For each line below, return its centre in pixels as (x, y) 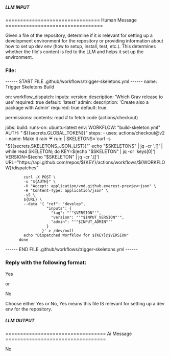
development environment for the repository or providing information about (84, 40)
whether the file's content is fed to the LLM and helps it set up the (75, 52)
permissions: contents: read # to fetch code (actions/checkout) (72, 118)
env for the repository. (29, 309)
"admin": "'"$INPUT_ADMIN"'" (82, 222)
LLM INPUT (17, 7)
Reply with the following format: (46, 262)
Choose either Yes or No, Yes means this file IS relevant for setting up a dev (85, 303)
